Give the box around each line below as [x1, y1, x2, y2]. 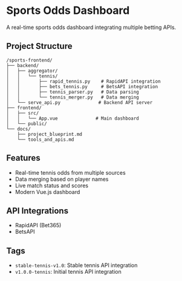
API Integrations [6, 205, 68, 216]
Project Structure [6, 41, 73, 51]
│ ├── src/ [6, 110, 39, 116]
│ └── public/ [6, 120, 47, 127]
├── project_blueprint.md [17, 131, 83, 137]
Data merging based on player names [15, 175, 109, 182]
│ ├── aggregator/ [6, 68, 59, 74]
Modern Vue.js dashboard [15, 188, 80, 195]
